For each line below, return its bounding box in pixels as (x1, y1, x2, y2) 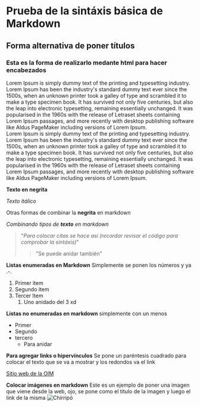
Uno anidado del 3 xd (23, 298, 77, 305)
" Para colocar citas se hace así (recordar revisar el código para (20, 232, 179, 239)
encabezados (6, 66, 46, 74)
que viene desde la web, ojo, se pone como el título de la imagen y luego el (6, 387, 191, 394)
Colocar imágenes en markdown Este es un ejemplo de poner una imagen (6, 381, 190, 389)
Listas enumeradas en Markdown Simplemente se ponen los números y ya (6, 261, 192, 269)
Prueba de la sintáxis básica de (6, 4, 163, 18)
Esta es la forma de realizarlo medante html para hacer (6, 58, 168, 67)
